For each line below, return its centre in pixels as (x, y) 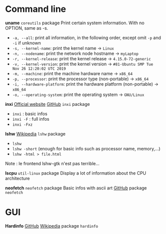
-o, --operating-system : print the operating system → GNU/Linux (78, 94)
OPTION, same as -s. (27, 28)
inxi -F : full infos (31, 119)
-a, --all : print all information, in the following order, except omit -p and (86, 38)
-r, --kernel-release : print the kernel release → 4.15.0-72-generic (82, 58)
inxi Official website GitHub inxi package (48, 104)
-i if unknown (27, 43)
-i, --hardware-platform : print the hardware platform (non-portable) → (85, 84)
